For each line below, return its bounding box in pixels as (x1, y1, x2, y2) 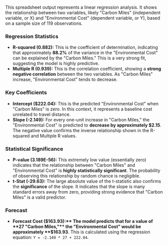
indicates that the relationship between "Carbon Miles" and (12, 162, 135, 168)
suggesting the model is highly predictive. (12, 60, 100, 67)
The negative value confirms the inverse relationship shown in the (12, 127, 149, 133)
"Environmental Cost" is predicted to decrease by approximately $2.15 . (12, 122, 162, 128)
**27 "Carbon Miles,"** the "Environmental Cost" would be (12, 224, 141, 230)
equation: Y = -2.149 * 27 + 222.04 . (12, 234, 89, 240)
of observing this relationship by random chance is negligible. (12, 172, 141, 178)
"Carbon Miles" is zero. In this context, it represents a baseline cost (12, 106, 152, 112)
